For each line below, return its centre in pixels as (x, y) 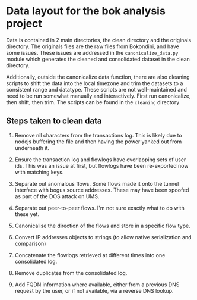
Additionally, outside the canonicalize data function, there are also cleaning (98, 77)
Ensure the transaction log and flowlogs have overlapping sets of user (100, 160)
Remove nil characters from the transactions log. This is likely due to (98, 135)
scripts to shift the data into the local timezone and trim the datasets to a (95, 83)
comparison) (30, 243)
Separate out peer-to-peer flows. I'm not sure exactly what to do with (100, 208)
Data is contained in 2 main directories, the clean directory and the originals (99, 40)
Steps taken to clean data (54, 121)
